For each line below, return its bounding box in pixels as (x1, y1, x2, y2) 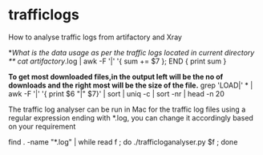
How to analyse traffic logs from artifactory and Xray (8, 32, 183, 42)
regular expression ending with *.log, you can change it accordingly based (8, 112, 254, 122)
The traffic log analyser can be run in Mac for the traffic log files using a (8, 104, 246, 114)
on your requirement (8, 121, 76, 131)
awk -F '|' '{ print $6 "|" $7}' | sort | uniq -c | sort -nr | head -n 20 (8, 88, 225, 98)
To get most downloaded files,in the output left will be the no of (8, 71, 224, 81)
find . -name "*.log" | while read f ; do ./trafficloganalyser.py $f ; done (8, 137, 238, 146)
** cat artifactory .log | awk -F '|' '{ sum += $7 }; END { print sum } (8, 56, 227, 66)
